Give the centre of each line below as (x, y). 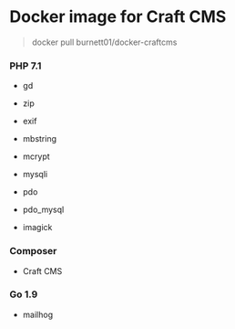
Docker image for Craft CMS (118, 17)
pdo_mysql (43, 210)
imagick (37, 228)
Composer (33, 251)
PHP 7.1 (26, 66)
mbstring (40, 139)
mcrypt (36, 156)
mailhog (37, 314)
